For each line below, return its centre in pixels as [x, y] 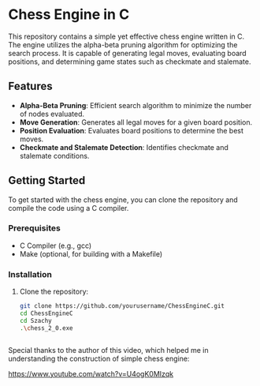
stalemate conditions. [54, 156]
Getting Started [47, 180]
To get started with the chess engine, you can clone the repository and [123, 200]
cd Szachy [36, 320]
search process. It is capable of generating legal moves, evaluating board [127, 53]
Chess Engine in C [69, 15]
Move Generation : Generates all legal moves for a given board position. [136, 122]
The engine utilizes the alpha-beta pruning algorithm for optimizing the [123, 44]
